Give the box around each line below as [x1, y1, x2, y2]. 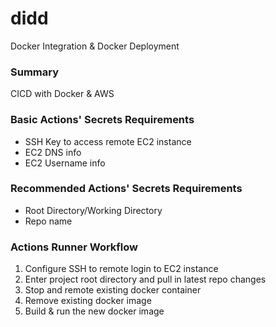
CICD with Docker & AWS [10, 88, 115, 100]
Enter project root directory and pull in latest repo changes [24, 273, 267, 286]
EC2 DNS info [24, 146, 82, 158]
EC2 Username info [24, 157, 106, 169]
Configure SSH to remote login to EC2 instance [24, 263, 219, 275]
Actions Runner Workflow [10, 240, 138, 254]
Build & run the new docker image [24, 305, 165, 317]
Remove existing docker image [24, 295, 152, 307]
